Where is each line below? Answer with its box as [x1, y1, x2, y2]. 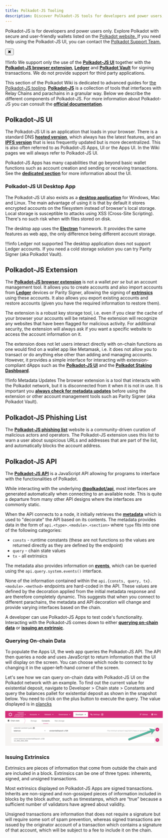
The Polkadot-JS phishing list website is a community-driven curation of [5, 427, 156, 433]
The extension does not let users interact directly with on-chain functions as [5, 341, 162, 347]
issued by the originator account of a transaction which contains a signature [5, 822, 162, 828]
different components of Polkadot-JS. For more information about [5, 95, 140, 101]
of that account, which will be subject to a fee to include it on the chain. [5, 827, 152, 833]
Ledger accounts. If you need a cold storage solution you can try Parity [5, 246, 152, 252]
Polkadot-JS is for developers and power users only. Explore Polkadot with [5, 28, 159, 34]
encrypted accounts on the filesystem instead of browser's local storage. [5, 205, 156, 211]
